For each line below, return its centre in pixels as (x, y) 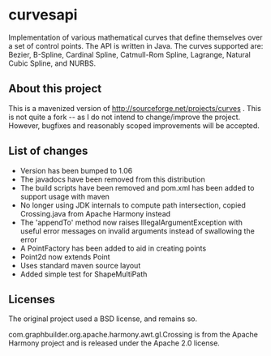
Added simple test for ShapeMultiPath (84, 274)
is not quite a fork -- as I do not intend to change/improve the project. (125, 117)
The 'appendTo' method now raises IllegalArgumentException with (131, 222)
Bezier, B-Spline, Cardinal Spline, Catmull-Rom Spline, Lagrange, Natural (130, 54)
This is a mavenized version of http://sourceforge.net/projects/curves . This (135, 108)
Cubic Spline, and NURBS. (52, 63)
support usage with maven (65, 196)
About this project (55, 89)
